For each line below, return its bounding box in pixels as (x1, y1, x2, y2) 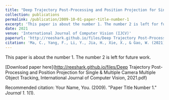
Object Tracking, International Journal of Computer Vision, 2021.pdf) (5, 74, 147, 81)
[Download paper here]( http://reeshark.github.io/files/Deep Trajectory (5, 64, 150, 70)
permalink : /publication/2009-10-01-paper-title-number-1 (5, 17, 129, 22)
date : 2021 (5, 26, 28, 31)
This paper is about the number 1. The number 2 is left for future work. (5, 54, 151, 60)
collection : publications (5, 12, 59, 17)
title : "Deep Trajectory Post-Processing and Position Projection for (5, 7, 156, 13)
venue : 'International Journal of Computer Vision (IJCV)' (5, 31, 132, 36)
